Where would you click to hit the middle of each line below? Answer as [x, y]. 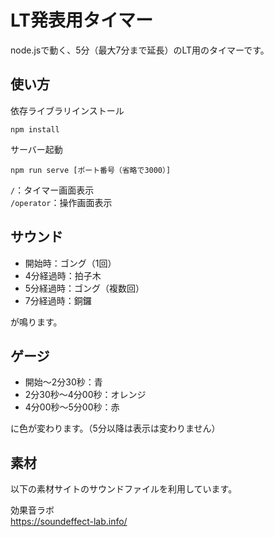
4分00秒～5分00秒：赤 [72, 407]
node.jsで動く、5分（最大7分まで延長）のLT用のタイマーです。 [140, 50]
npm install [35, 129]
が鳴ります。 [36, 322]
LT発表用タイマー [81, 20]
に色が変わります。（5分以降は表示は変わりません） [115, 428]
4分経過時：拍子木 [63, 275]
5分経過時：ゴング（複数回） [84, 288]
